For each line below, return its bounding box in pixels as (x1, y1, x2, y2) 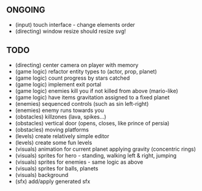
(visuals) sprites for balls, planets (15, 164, 99, 172)
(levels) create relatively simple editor (15, 132, 110, 139)
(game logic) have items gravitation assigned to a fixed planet (15, 94, 170, 101)
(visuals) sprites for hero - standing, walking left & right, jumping (15, 151, 177, 159)
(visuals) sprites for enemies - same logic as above (15, 158, 144, 165)
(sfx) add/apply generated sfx (15, 178, 91, 185)
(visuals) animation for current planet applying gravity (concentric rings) (15, 145, 197, 153)
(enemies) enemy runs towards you (15, 106, 105, 114)
